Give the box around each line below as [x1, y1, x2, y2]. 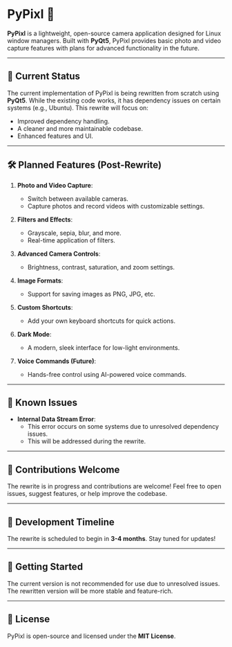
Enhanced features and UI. [17, 132, 93, 140]
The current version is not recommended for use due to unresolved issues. [7, 579, 220, 587]
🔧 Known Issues [7, 396, 78, 408]
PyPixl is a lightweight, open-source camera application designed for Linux [7, 29, 222, 37]
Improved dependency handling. [17, 117, 110, 125]
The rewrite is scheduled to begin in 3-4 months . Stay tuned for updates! [7, 535, 216, 542]
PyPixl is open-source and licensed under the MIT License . [7, 632, 176, 640]
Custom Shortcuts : [17, 303, 73, 311]
